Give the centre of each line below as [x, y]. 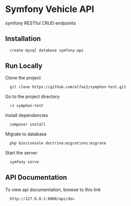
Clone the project [23, 78]
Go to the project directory [32, 96]
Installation [23, 39]
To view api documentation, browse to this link [53, 189]
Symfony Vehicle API [50, 9]
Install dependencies [27, 115]
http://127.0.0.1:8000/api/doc [42, 198]
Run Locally [24, 66]
